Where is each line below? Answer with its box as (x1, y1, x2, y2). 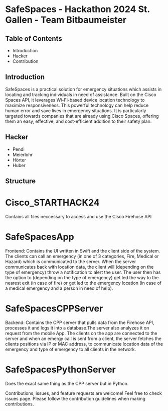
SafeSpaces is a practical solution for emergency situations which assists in (5, 86, 162, 92)
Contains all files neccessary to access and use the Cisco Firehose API (5, 213, 152, 219)
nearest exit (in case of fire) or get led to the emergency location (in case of (5, 280, 162, 286)
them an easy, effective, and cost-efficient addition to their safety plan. (5, 118, 152, 124)
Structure (5, 177, 36, 186)
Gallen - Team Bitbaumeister (5, 14, 127, 26)
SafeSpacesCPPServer (5, 303, 103, 314)
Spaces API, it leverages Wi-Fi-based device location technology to (5, 97, 145, 103)
